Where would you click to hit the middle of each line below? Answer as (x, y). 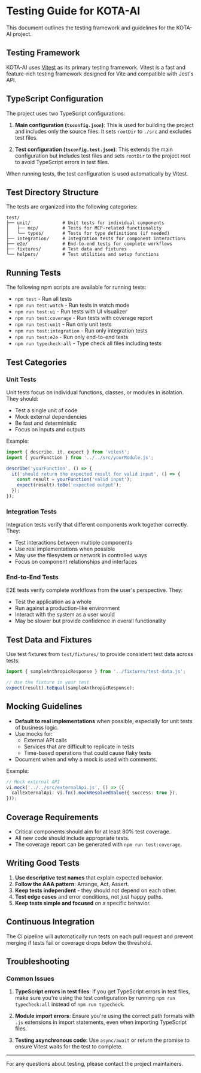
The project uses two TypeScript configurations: (66, 113)
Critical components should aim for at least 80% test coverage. (93, 832)
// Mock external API (33, 782)
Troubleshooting (38, 962)
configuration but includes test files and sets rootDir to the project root (103, 155)
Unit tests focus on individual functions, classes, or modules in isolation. (95, 392)
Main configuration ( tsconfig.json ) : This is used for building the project (104, 125)
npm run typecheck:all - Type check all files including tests (88, 343)
